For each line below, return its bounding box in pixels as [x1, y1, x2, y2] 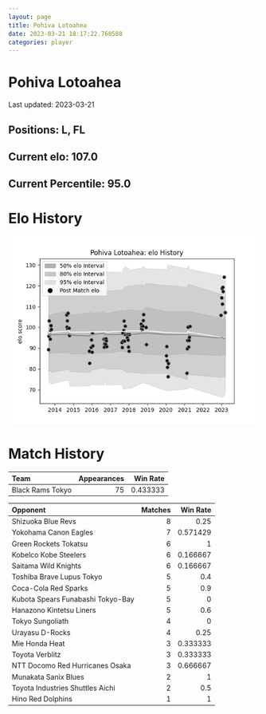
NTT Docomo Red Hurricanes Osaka [11, 661, 131, 670]
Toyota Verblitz [11, 650, 61, 660]
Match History [8, 445, 105, 463]
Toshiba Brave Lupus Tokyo [11, 572, 103, 582]
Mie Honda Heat [11, 638, 65, 648]
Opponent [11, 505, 46, 515]
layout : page [8, 13, 52, 21]
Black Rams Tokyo [11, 485, 72, 495]
